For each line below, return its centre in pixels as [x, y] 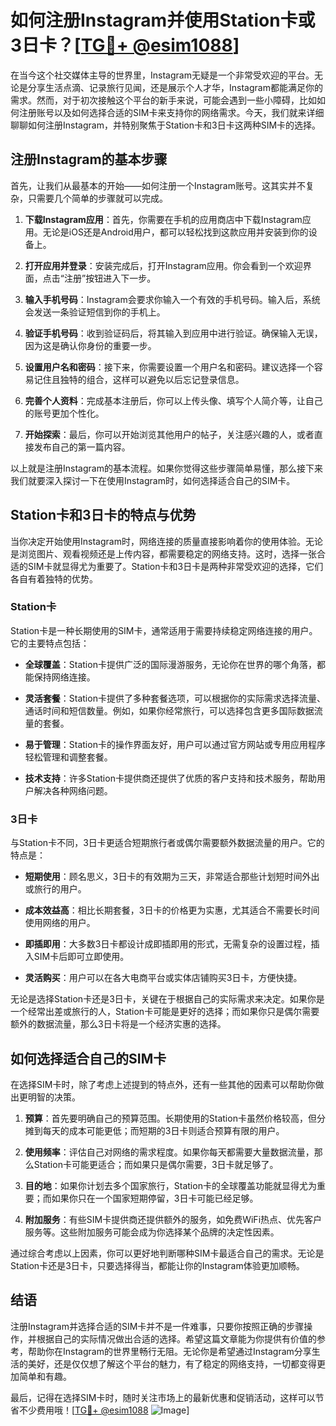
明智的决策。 [54, 1097]
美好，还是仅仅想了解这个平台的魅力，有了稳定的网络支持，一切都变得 [172, 1363]
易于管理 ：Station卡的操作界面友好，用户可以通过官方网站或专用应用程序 [175, 744]
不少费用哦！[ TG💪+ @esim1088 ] [104, 1410]
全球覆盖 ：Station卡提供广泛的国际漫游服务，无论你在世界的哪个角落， [170, 664]
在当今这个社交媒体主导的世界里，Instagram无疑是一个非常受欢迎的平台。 [162, 75]
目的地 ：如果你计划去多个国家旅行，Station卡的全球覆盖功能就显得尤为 [170, 1185]
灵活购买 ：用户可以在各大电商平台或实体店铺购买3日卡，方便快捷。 [163, 978]
